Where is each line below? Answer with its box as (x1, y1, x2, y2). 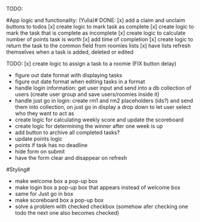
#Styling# (6, 166, 31, 173)
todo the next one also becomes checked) (14, 209, 120, 216)
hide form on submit (14, 148, 65, 155)
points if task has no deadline (14, 142, 88, 148)
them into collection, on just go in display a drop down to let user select (14, 104, 192, 110)
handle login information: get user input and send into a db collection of (14, 84, 192, 92)
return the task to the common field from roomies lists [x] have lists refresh (6, 42, 191, 49)
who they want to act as (14, 110, 74, 117)
